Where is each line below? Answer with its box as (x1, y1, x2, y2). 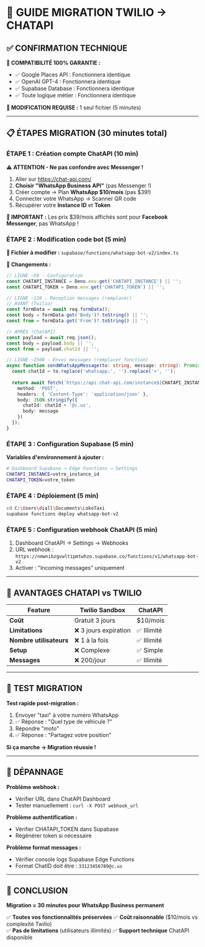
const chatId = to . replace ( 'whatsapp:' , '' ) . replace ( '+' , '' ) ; (12, 369, 176, 375)
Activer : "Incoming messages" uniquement (15, 564, 125, 572)
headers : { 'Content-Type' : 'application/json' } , (17, 391, 149, 397)
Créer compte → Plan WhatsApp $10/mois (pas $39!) (15, 188, 151, 195)
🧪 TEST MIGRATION (6, 683, 83, 694)
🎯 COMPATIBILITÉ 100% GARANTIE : (6, 59, 101, 66)
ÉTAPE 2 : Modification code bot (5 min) (6, 235, 127, 244)
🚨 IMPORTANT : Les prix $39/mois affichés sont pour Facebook (6, 213, 168, 220)
